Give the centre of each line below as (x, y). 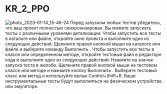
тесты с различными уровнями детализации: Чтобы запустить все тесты (83, 33)
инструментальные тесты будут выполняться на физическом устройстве (83, 81)
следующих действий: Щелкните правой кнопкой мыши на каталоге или (83, 43)
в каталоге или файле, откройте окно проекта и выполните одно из (77, 38)
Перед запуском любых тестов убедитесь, (115, 22)
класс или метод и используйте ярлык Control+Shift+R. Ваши (70, 75)
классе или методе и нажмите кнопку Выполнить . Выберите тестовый (81, 70)
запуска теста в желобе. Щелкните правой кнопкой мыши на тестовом (81, 65)
